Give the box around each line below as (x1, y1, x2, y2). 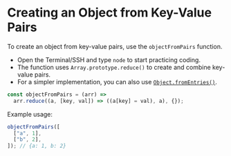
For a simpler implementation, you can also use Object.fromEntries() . (17, 77, 218, 86)
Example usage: (7, 110, 53, 118)
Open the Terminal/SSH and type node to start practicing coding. (17, 55, 201, 64)
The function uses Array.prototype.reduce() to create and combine (17, 63, 211, 71)
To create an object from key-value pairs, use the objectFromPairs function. (7, 42, 223, 50)
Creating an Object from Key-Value (7, 5, 212, 21)
